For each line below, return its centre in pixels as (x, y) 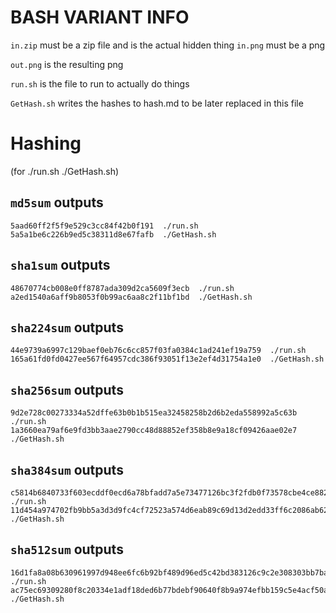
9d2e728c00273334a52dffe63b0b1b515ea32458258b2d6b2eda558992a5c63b (154, 413)
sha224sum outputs (67, 327)
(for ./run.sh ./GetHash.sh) (65, 171)
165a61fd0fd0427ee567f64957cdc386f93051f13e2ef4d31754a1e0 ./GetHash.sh (167, 359)
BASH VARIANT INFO (100, 17)
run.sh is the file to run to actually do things (100, 83)
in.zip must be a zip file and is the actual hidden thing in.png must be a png (168, 45)
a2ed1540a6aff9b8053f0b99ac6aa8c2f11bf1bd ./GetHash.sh (131, 297)
